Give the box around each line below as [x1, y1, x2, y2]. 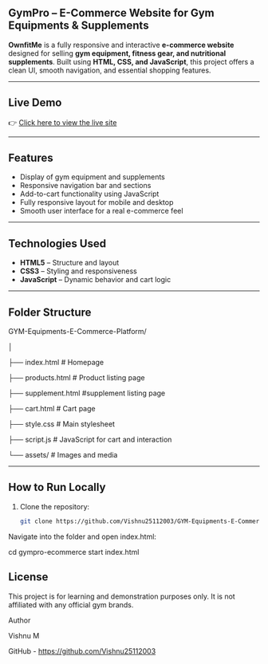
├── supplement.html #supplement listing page [8, 388, 166, 398]
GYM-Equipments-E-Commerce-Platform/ [8, 327, 148, 336]
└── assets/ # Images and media [8, 450, 118, 460]
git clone [19, 517, 53, 525]
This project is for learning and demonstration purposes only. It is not [8, 591, 235, 601]
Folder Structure [8, 305, 92, 319]
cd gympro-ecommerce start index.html [8, 547, 140, 556]
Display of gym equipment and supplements [19, 172, 166, 182]
